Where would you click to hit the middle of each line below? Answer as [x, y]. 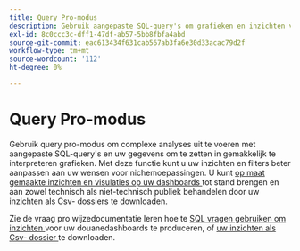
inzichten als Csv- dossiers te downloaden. [88, 201]
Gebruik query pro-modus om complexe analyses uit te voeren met [133, 144]
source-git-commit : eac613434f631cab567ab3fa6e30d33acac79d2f [127, 42]
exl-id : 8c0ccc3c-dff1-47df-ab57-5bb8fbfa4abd [97, 34]
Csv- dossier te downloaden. [62, 237]
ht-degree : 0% [36, 68]
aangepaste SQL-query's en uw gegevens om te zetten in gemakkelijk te [143, 154]
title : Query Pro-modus [54, 17]
